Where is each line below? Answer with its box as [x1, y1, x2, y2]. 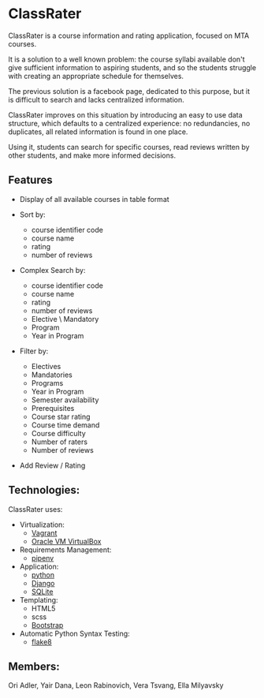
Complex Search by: [19, 265, 86, 274]
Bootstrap [31, 620, 64, 629]
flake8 [31, 636, 53, 647]
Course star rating [31, 412, 91, 421]
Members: [8, 659, 61, 673]
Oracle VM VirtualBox [31, 536, 102, 546]
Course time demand [31, 420, 100, 430]
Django [31, 578, 55, 588]
